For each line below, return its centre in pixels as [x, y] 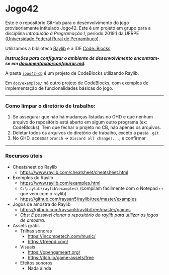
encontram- [146, 58]
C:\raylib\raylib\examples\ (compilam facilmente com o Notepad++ [92, 188]
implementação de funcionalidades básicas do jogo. [59, 88]
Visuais [27, 247]
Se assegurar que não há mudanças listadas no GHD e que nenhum [83, 117]
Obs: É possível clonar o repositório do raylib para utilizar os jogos [89, 215]
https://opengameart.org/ [54, 252]
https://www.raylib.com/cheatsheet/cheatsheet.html [74, 172]
